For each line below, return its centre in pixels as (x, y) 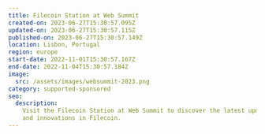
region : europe (33, 52)
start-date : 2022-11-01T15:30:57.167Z (72, 60)
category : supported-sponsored (60, 89)
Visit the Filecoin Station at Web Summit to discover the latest (134, 111)
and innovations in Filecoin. (72, 118)
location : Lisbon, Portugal (54, 45)
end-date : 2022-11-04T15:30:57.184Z (68, 67)
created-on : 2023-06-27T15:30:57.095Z (72, 23)
